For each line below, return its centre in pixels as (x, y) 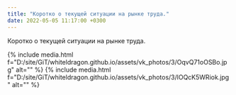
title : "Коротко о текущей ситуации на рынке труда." (89, 14)
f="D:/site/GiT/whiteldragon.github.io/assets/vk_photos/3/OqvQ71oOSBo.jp (117, 62)
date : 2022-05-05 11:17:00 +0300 (57, 21)
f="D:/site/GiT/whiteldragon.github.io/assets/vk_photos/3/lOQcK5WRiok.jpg (118, 77)
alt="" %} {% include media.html (63, 69)
